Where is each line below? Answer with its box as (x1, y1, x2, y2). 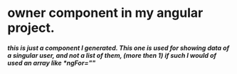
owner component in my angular (7, 5, 204, 21)
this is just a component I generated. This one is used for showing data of (7, 44, 230, 52)
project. (7, 20, 55, 36)
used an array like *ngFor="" (7, 58, 96, 67)
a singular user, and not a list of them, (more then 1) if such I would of (7, 51, 217, 59)
